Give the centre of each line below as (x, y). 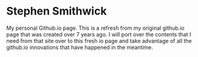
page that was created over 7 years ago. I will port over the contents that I (99, 34)
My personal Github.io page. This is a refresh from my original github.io (95, 28)
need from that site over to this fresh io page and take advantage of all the (99, 41)
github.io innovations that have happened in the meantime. (80, 47)
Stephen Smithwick (57, 11)
